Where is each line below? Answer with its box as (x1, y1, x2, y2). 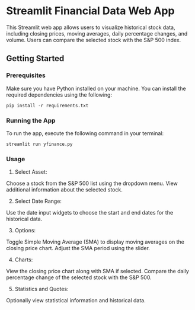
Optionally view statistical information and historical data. (6, 297, 146, 304)
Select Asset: (14, 168, 47, 175)
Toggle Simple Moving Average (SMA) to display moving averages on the (6, 238, 185, 245)
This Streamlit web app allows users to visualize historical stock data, (6, 24, 175, 31)
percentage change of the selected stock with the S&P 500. (6, 274, 152, 281)
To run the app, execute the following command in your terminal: (6, 129, 164, 137)
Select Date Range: (14, 197, 62, 205)
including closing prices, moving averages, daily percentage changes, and (6, 30, 188, 37)
